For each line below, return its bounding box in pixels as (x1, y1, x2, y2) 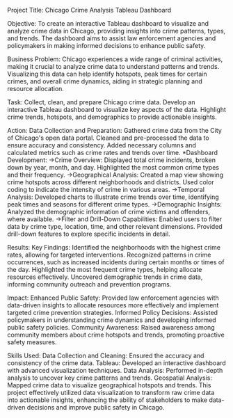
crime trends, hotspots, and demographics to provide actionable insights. (7, 113, 217, 121)
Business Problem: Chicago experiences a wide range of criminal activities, (7, 55, 223, 63)
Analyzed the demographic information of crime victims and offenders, (7, 208, 211, 216)
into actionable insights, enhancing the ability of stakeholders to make (7, 396, 207, 404)
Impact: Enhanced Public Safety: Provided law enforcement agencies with (7, 294, 219, 302)
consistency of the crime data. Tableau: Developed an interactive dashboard (7, 359, 226, 367)
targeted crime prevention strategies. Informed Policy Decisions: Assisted (7, 309, 218, 316)
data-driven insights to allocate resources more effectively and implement (7, 301, 219, 309)
